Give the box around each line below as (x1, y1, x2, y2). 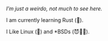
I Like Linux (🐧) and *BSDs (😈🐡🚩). (6, 28, 90, 35)
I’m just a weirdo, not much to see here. (6, 5, 103, 12)
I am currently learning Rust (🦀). (6, 17, 84, 23)
